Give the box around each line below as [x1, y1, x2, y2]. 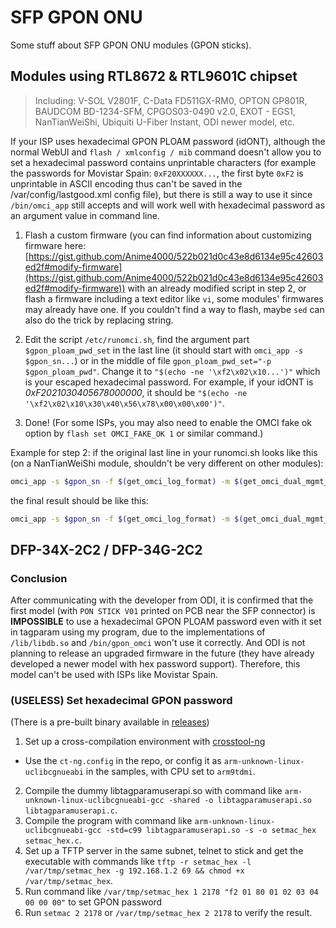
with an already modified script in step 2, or [127, 282, 307, 294]
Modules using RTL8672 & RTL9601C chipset [10, 68, 298, 85]
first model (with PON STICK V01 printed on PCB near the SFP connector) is [10, 605, 316, 617]
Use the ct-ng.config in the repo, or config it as [24, 755, 222, 767]
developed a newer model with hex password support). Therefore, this [10, 658, 301, 670]
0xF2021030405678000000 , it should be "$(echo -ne [24, 386, 248, 398]
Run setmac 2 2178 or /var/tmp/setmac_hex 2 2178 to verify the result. [24, 907, 313, 919]
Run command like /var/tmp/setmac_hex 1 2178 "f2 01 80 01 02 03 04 [24, 886, 319, 898]
